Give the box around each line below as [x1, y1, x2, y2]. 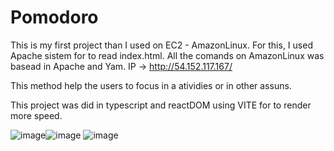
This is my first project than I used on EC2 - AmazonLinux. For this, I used [10, 39, 313, 51]
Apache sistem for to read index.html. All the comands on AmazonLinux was [10, 49, 325, 61]
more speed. [10, 109, 63, 121]
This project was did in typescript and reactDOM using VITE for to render [10, 99, 312, 111]
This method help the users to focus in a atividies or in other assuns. [10, 79, 292, 91]
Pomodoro [10, 6, 99, 29]
